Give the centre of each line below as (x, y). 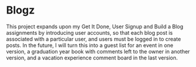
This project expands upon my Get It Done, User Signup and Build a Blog (95, 26)
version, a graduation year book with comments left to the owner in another (98, 51)
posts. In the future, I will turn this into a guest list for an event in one (90, 45)
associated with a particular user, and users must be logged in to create (94, 39)
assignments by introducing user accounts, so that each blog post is (89, 32)
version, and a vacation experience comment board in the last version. (92, 58)
